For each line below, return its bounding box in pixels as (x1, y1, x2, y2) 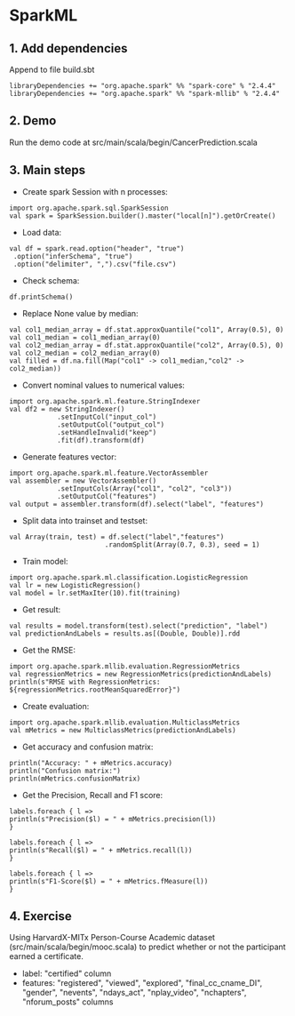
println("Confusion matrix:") (9, 766, 122, 775)
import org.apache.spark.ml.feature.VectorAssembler (9, 468, 209, 477)
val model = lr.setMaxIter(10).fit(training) (9, 588, 180, 597)
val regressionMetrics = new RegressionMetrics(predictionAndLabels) (9, 669, 273, 678)
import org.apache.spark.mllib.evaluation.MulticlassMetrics (9, 717, 241, 727)
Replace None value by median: (21, 308, 140, 318)
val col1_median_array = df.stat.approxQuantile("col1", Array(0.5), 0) (9, 325, 284, 334)
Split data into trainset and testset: (21, 515, 148, 525)
